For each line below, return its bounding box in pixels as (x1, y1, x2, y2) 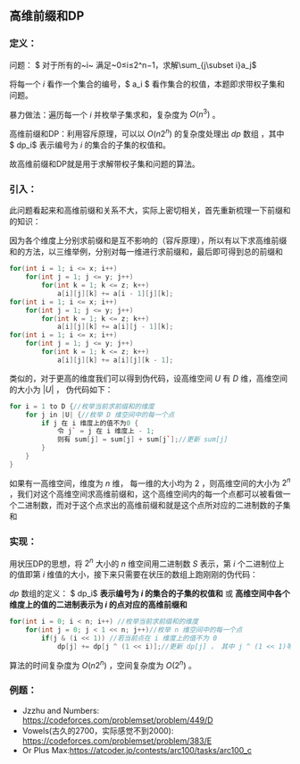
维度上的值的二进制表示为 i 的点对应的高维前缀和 (9, 600, 187, 610)
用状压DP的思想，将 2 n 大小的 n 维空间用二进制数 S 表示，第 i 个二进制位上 (9, 557, 285, 569)
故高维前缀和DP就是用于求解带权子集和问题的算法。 (9, 159, 201, 169)
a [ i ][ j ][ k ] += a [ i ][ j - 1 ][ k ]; (56, 323, 174, 332)
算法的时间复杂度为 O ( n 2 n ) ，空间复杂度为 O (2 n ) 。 (9, 658, 196, 670)
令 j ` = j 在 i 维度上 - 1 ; (56, 427, 155, 436)
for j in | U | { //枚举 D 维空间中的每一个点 (25, 410, 175, 419)
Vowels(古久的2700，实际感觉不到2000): (21, 725, 174, 735)
